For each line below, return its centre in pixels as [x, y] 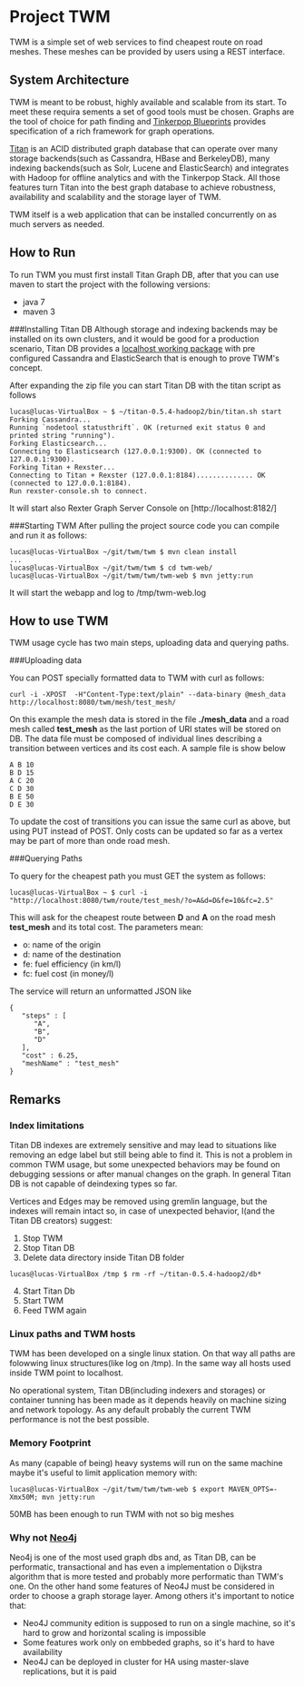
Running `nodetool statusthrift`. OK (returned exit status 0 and [137, 427]
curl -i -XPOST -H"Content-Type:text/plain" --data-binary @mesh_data [147, 695]
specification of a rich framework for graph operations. [112, 131]
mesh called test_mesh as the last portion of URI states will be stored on [145, 729]
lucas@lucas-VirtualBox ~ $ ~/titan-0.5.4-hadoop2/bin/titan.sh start [146, 412]
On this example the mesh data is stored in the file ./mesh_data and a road [149, 719]
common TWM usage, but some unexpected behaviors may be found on [145, 1165]
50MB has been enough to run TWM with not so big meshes [122, 1513]
